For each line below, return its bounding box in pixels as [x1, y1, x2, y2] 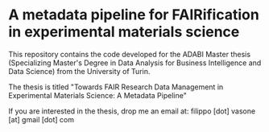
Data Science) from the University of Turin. [8, 66, 151, 76]
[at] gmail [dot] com [8, 114, 75, 124]
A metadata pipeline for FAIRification [8, 6, 259, 24]
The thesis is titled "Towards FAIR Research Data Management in [8, 82, 224, 92]
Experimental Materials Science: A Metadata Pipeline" [8, 90, 187, 100]
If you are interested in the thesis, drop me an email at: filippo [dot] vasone [8, 106, 256, 116]
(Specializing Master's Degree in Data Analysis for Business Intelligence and [8, 58, 262, 68]
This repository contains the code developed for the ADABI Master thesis [8, 49, 251, 59]
